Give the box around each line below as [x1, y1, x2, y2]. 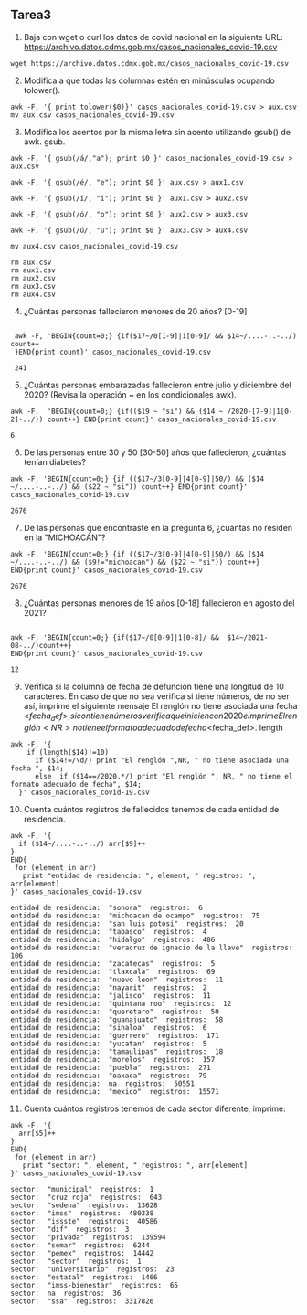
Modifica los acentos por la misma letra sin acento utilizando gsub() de [23, 126, 291, 137]
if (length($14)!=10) [26, 748, 109, 757]
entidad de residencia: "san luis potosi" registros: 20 [10, 918, 245, 928]
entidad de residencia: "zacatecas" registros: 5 [10, 959, 216, 968]
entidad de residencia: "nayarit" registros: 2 [10, 982, 207, 992]
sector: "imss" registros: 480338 [10, 1208, 154, 1218]
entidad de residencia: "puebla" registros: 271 [10, 1063, 211, 1072]
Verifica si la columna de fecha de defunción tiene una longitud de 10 [23, 681, 284, 692]
